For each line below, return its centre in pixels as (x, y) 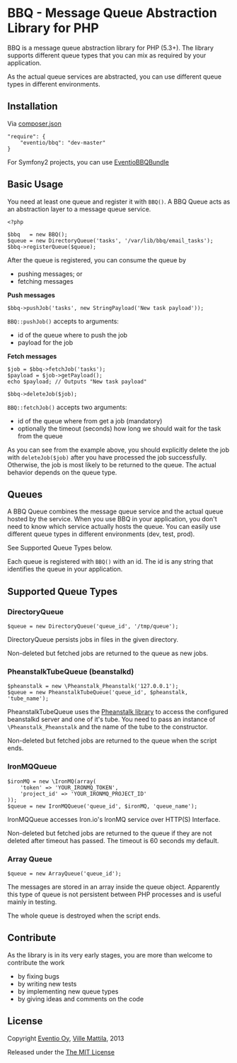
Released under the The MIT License (61, 1052)
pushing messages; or (50, 274)
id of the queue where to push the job (73, 335)
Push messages (31, 295)
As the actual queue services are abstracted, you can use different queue (114, 77)
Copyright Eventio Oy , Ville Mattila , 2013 (66, 1038)
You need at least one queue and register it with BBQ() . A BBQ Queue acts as (119, 201)
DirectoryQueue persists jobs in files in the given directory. (93, 640)
